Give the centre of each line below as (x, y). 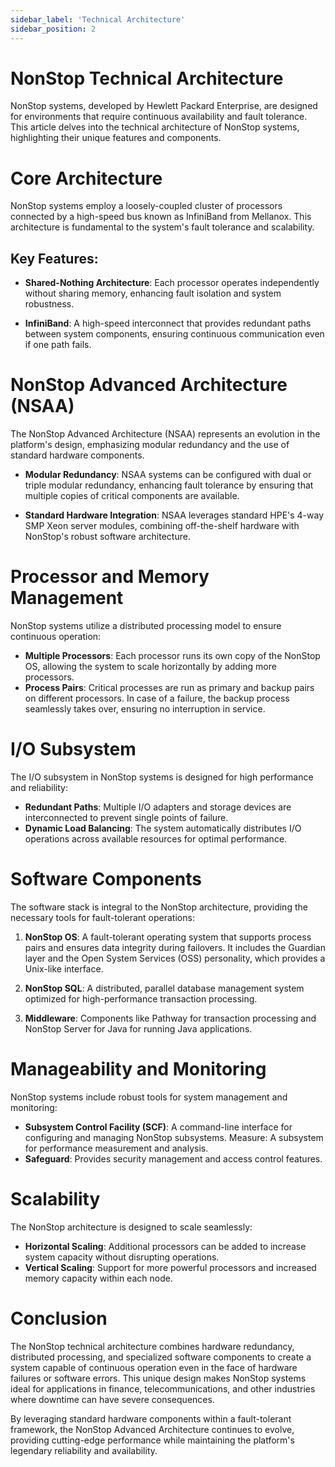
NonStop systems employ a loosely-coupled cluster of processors (146, 206)
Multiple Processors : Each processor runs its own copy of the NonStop (172, 656)
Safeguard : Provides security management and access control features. (173, 1158)
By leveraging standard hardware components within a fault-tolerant (151, 1418)
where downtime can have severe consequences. (112, 1399)
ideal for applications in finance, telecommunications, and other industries (163, 1388)
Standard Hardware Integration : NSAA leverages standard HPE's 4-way (174, 515)
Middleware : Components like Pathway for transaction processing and (170, 1018)
